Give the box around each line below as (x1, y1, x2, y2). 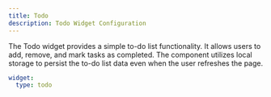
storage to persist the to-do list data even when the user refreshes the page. (8, 58, 264, 68)
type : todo (15, 81, 53, 89)
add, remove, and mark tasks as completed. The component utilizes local (8, 50, 252, 59)
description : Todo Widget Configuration (8, 19, 147, 27)
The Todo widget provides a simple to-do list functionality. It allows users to (8, 41, 261, 51)
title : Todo (8, 11, 49, 20)
